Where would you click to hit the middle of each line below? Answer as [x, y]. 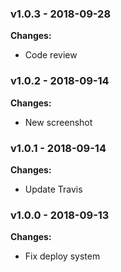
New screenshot [58, 122]
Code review [51, 55]
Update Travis [53, 189]
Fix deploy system [62, 256]
